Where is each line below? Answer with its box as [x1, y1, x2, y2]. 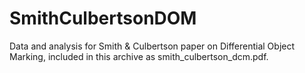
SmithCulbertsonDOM [9, 7, 197, 30]
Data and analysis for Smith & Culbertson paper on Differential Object [9, 40, 296, 52]
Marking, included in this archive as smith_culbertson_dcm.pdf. [9, 50, 269, 62]
